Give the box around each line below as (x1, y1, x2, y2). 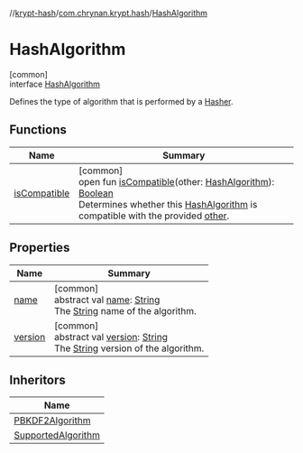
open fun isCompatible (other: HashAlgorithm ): (78, 175, 275, 188)
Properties (9, 240, 70, 255)
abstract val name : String (53, 293, 161, 306)
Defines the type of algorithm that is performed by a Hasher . (9, 96, 234, 106)
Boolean (78, 187, 115, 199)
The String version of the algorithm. (53, 342, 205, 355)
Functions (9, 122, 68, 138)
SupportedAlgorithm (14, 429, 101, 441)
